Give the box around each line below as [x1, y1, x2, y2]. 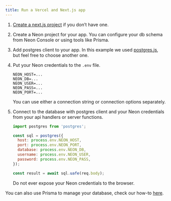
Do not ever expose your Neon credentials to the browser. [12, 180, 135, 186]
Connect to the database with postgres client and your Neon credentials [12, 108, 164, 115]
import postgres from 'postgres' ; [12, 123, 86, 129]
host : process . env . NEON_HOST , [17, 138, 82, 143]
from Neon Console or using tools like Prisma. [12, 37, 110, 43]
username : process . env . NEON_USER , [17, 152, 91, 157]
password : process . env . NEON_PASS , [17, 157, 91, 162]
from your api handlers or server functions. [12, 114, 104, 120]
